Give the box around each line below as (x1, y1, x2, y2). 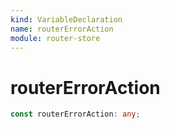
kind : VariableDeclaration (10, 14, 123, 25)
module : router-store (10, 33, 101, 43)
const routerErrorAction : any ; (10, 109, 141, 120)
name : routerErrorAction (10, 24, 114, 34)
